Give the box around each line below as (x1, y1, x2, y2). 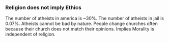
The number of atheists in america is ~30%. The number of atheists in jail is (5, 15, 164, 21)
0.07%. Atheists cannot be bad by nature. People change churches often (5, 20, 158, 26)
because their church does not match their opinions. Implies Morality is (5, 26, 154, 32)
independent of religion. (5, 31, 56, 37)
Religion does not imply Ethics (5, 4, 81, 11)
